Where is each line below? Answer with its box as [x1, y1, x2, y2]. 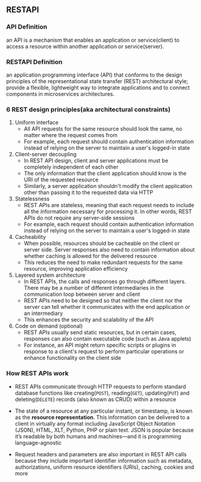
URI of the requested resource [23, 176, 99, 183]
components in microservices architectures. [6, 90, 115, 98]
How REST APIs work [6, 369, 69, 378]
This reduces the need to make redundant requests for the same [23, 259, 183, 266]
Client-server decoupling [14, 151, 77, 158]
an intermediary [23, 310, 63, 317]
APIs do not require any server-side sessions [23, 214, 135, 222]
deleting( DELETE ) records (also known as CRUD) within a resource [14, 395, 176, 403]
